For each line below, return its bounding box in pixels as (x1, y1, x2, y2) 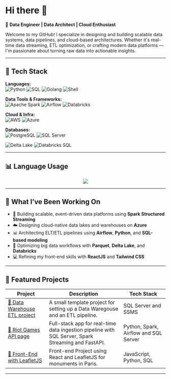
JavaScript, (123, 350, 151, 358)
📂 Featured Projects (5, 275, 69, 284)
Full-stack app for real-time (49, 320, 117, 327)
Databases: (5, 127, 31, 133)
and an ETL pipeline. (49, 312, 98, 319)
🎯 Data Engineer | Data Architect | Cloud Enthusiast (5, 21, 116, 28)
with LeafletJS (8, 357, 42, 364)
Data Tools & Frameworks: (5, 96, 62, 102)
